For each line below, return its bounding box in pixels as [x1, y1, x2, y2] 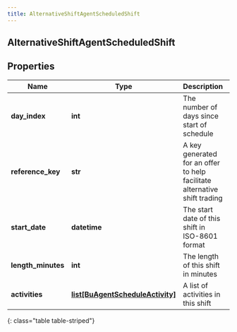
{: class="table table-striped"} [7, 316, 95, 325]
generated [183, 149, 217, 159]
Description [183, 81, 224, 91]
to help [183, 167, 206, 177]
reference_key [11, 167, 61, 177]
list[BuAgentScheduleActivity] [71, 289, 176, 299]
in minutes [183, 269, 217, 279]
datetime [71, 222, 102, 232]
